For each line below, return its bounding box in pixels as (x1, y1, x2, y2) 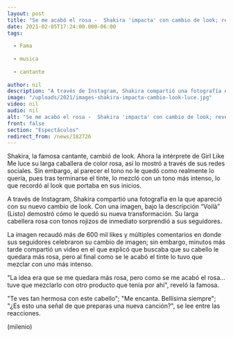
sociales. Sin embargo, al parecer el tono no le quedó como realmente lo (7, 167, 215, 175)
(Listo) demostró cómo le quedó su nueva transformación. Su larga (7, 210, 199, 218)
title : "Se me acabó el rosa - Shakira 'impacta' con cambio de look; (7, 17, 218, 24)
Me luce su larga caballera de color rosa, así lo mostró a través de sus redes (7, 159, 225, 167)
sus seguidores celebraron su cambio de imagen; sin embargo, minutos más (7, 238, 225, 247)
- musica (13, 56, 39, 63)
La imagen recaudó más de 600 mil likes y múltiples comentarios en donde (7, 231, 222, 239)
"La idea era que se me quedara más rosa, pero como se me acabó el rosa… (7, 274, 225, 282)
